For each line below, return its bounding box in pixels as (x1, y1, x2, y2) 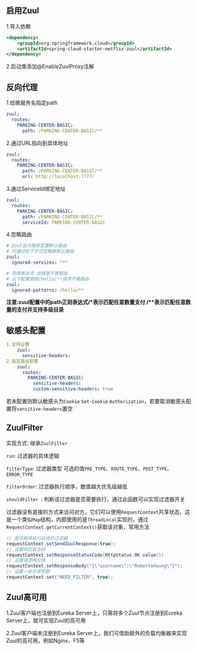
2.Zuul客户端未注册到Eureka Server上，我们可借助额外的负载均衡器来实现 (6, 629, 187, 636)
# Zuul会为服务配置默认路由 (6, 243, 67, 249)
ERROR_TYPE (6, 472, 33, 478)
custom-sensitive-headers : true (32, 386, 113, 392)
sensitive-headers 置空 (17, 405, 73, 412)
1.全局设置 (6, 342, 30, 348)
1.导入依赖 (6, 23, 31, 30)
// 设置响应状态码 (6, 546, 46, 552)
